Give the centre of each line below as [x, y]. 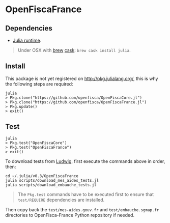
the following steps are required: [39, 84]
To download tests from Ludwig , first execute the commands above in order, [85, 161]
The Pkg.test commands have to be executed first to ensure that [86, 194]
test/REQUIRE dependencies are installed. [61, 200]
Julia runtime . [27, 40]
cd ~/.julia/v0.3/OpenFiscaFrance [42, 176]
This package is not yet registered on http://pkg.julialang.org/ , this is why [82, 78]
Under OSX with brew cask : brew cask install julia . [74, 50]
